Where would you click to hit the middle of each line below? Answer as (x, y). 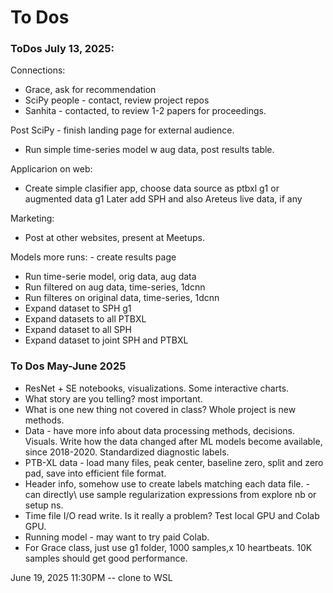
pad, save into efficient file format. (95, 473)
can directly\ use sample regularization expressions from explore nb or (170, 494)
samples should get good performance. (106, 558)
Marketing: (32, 218)
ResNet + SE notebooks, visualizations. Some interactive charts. (157, 388)
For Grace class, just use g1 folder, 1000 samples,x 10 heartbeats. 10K (168, 547)
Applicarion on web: (51, 169)
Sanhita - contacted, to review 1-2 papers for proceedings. (145, 111)
